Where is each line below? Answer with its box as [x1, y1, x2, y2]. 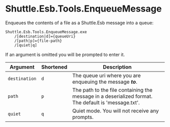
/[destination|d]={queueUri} [14, 34, 76, 39]
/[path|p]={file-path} [14, 38, 62, 43]
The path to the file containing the [72, 86, 153, 93]
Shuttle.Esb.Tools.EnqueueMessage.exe [5, 29, 87, 34]
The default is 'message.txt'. [72, 99, 140, 106]
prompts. [72, 113, 94, 120]
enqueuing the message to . [72, 78, 138, 85]
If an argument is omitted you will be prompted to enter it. [5, 51, 125, 57]
